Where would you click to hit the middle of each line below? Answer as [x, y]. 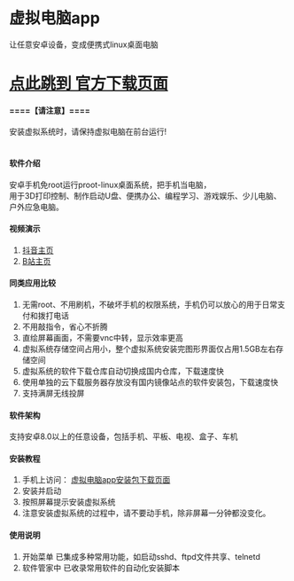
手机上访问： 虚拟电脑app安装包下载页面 [96, 480]
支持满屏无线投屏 [53, 393]
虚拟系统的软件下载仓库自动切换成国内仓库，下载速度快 [123, 371]
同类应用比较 [32, 283]
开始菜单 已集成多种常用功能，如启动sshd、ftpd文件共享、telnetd [141, 556]
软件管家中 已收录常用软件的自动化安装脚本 [101, 568]
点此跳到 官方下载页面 [89, 84]
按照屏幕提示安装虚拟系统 [69, 502]
